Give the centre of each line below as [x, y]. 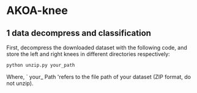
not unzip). [20, 83]
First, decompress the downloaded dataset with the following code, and [97, 47]
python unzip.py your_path [41, 65]
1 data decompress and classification [79, 33]
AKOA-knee [37, 11]
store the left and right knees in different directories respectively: [88, 54]
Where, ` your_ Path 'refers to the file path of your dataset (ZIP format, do [99, 77]
